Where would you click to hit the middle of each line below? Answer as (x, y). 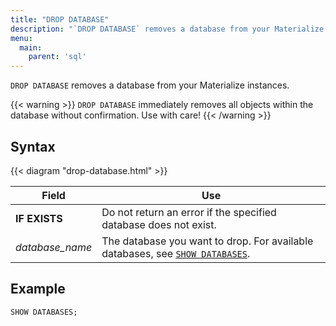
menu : (21, 38)
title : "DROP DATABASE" (60, 19)
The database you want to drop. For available (207, 241)
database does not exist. (159, 224)
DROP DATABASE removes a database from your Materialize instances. (150, 85)
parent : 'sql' (57, 57)
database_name (54, 247)
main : (31, 47)
